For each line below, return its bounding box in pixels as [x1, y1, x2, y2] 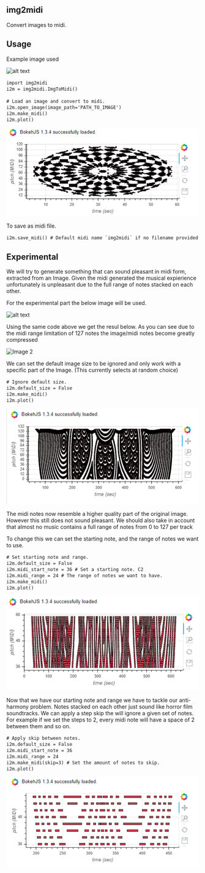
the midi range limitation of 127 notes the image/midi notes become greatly [6, 329, 195, 337]
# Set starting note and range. [6, 555, 89, 561]
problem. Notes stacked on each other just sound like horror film [30, 702, 193, 710]
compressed [6, 336, 38, 343]
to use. [6, 542, 24, 549]
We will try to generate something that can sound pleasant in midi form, [6, 268, 187, 275]
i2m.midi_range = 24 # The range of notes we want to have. [6, 573, 163, 579]
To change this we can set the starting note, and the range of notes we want [6, 535, 199, 542]
